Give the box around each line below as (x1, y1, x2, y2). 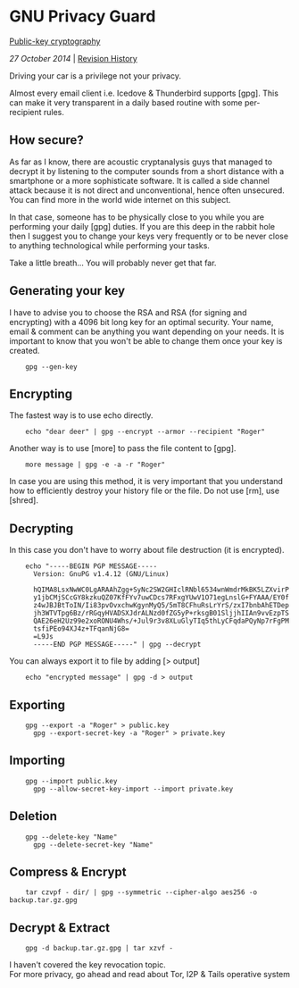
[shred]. (9, 495, 38, 506)
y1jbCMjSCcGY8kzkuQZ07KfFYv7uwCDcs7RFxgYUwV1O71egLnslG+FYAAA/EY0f (32, 593, 290, 602)
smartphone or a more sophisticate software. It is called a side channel (9, 175, 270, 186)
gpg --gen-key (25, 362, 78, 372)
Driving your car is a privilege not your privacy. (9, 70, 181, 81)
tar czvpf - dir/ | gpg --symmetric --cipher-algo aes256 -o (25, 888, 257, 897)
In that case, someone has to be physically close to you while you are (9, 212, 265, 222)
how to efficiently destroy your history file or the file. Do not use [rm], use (9, 485, 279, 497)
